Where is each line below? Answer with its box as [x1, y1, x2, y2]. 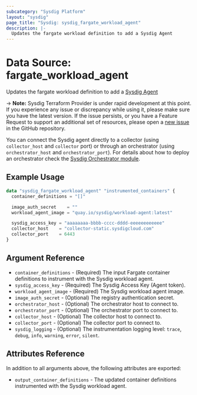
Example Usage [6, 172, 65, 182]
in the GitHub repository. [6, 125, 66, 132]
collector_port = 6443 [11, 231, 75, 237]
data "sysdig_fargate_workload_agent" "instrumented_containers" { [6, 187, 176, 194]
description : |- [6, 25, 46, 31]
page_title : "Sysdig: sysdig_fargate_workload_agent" [6, 20, 142, 25]
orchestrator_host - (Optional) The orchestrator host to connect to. [14, 300, 179, 307]
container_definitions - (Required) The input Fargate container [14, 268, 170, 276]
